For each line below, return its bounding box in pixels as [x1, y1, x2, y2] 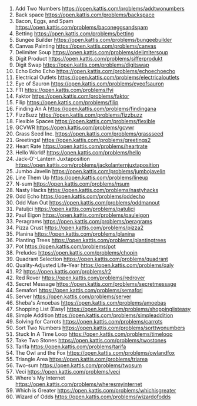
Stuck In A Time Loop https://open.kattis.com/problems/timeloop [15, 331, 173, 338]
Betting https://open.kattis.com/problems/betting [15, 30, 134, 37]
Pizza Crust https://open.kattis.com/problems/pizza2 [15, 224, 143, 231]
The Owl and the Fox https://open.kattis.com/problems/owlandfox [15, 349, 175, 356]
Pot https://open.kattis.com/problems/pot [15, 243, 116, 250]
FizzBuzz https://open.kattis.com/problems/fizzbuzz [15, 111, 143, 118]
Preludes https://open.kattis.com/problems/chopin [15, 249, 138, 256]
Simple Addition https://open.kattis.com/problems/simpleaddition [15, 312, 173, 319]
